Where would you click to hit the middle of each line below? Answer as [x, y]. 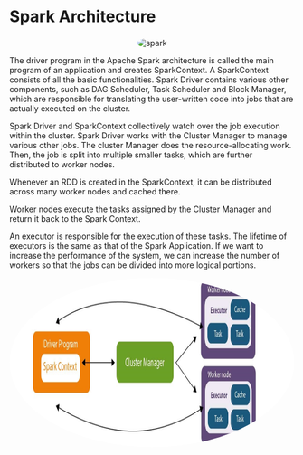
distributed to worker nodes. [62, 164]
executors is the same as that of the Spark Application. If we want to [137, 245]
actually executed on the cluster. [70, 108]
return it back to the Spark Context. [75, 218]
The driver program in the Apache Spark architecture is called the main [142, 60]
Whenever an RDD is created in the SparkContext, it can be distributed [141, 182]
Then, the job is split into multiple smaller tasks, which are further [131, 155]
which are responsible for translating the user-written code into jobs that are [151, 99]
